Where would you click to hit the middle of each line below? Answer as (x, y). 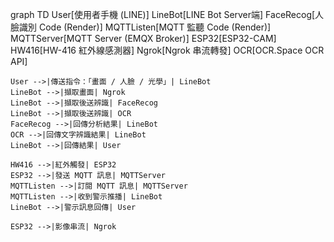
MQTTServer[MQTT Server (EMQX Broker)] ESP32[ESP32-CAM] (143, 38)
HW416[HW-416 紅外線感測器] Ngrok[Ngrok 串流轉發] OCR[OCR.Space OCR (167, 50)
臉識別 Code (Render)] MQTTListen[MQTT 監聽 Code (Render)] (141, 27)
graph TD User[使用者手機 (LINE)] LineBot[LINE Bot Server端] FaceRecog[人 (167, 14)
